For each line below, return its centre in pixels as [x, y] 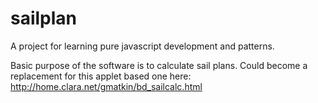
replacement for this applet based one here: [101, 76]
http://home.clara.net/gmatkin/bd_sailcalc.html [106, 86]
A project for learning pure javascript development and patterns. [142, 46]
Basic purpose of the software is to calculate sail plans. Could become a [159, 65]
